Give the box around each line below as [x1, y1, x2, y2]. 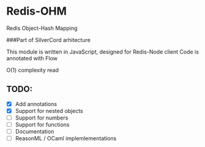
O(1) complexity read [6, 66, 59, 74]
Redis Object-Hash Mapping [6, 24, 78, 32]
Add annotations [15, 100, 57, 107]
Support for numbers [15, 114, 69, 121]
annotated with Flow [6, 54, 58, 62]
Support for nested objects [15, 107, 84, 114]
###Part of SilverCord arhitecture [6, 36, 91, 43]
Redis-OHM [6, 4, 67, 18]
